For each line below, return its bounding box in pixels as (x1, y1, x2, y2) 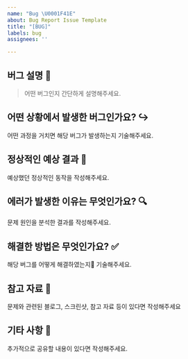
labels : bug (7, 29, 42, 37)
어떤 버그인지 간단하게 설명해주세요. (24, 89, 121, 97)
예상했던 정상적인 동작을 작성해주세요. (7, 173, 110, 181)
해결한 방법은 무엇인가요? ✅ (7, 240, 119, 252)
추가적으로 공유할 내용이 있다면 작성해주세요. (7, 344, 128, 353)
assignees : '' (7, 36, 49, 43)
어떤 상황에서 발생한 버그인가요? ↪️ (7, 112, 149, 124)
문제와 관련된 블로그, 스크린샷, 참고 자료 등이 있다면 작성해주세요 (7, 303, 182, 310)
